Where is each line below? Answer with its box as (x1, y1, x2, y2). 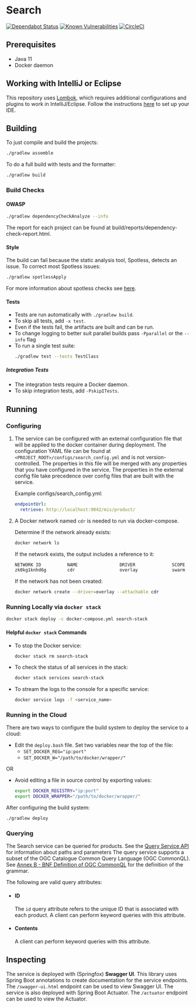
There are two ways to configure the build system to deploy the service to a (6, 724, 189, 731)
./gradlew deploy (6, 816, 49, 822)
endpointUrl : (14, 501, 47, 507)
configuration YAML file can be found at (14, 447, 111, 454)
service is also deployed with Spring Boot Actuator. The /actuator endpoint (6, 989, 188, 996)
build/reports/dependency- (112, 224, 177, 231)
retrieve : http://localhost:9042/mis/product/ (20, 507, 136, 513)
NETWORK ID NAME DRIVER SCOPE (14, 562, 185, 568)
